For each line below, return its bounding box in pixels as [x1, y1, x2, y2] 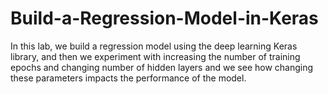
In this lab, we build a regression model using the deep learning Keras [10, 40, 298, 52]
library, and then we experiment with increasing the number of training [10, 50, 301, 62]
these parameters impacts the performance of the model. [10, 72, 247, 84]
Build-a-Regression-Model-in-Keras [10, 7, 319, 30]
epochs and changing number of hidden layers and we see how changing [10, 61, 314, 73]
